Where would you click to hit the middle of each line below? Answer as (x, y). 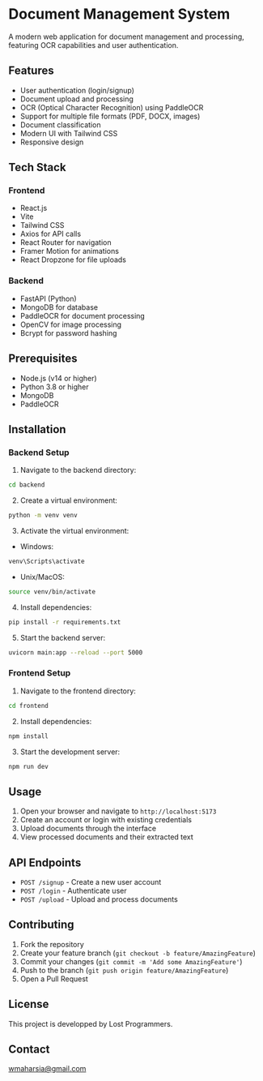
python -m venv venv (43, 516)
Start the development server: (70, 752)
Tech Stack (37, 167)
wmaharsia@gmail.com (47, 1069)
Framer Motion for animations (70, 251)
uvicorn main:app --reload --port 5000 (76, 652)
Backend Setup (39, 453)
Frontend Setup (40, 673)
